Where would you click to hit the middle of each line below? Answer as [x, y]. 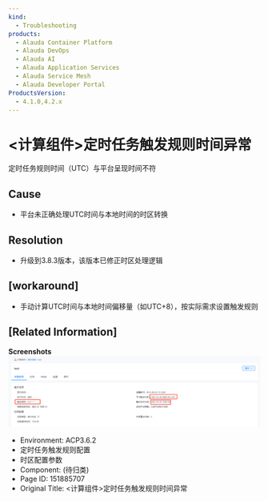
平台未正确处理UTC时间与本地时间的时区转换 [94, 214]
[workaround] [44, 286]
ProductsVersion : [37, 93]
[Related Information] [63, 332]
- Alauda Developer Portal [60, 84]
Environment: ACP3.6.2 [58, 440]
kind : [17, 17]
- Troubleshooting [46, 25]
